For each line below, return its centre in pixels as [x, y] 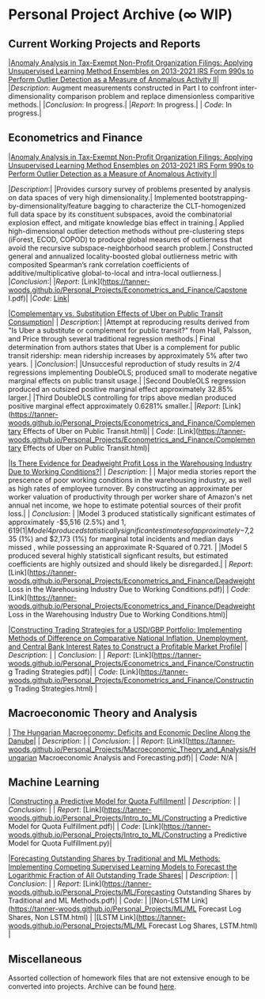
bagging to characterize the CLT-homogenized [170, 205]
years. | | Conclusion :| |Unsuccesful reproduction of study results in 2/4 [124, 364]
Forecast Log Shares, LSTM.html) [203, 925]
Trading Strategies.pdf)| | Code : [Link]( [78, 671]
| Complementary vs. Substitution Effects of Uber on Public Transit [115, 313]
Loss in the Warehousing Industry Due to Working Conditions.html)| [118, 614]
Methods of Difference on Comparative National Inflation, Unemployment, [128, 638]
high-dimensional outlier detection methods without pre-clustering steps [127, 231]
